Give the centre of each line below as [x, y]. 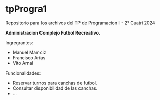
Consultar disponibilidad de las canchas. [55, 88]
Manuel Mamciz [29, 52]
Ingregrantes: [19, 42]
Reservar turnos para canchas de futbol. [55, 83]
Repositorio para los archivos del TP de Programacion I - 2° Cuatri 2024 [80, 23]
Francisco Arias [29, 58]
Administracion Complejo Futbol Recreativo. [53, 32]
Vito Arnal [23, 63]
